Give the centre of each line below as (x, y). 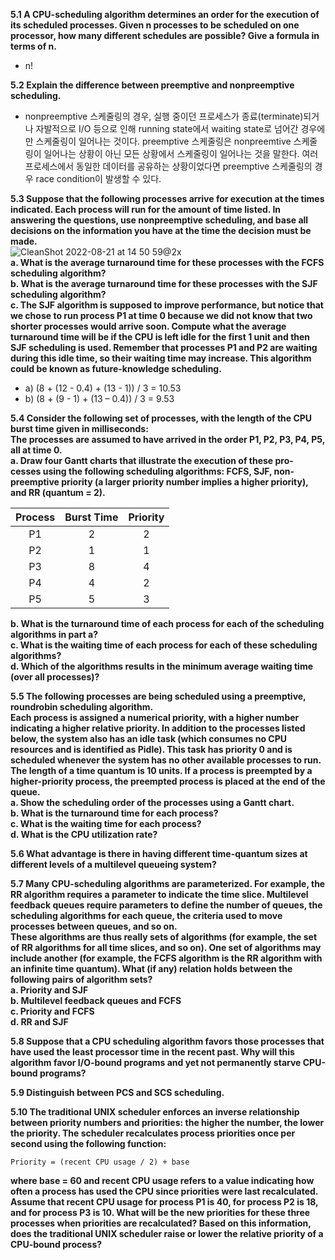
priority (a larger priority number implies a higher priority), (185, 482)
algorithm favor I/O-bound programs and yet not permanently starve (156, 1062)
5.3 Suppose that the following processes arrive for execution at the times (167, 198)
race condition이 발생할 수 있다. (98, 178)
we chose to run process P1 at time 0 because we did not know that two (161, 315)
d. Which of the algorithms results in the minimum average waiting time (162, 666)
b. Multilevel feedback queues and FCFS (96, 1000)
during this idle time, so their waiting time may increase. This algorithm (161, 358)
